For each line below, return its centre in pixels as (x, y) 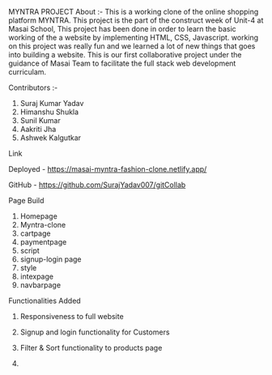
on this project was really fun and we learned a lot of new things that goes (132, 46)
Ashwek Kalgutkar (51, 138)
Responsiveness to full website (72, 316)
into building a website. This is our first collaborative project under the (125, 55)
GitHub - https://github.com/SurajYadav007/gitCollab (97, 185)
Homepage (39, 216)
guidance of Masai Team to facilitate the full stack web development (122, 63)
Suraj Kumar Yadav (52, 103)
